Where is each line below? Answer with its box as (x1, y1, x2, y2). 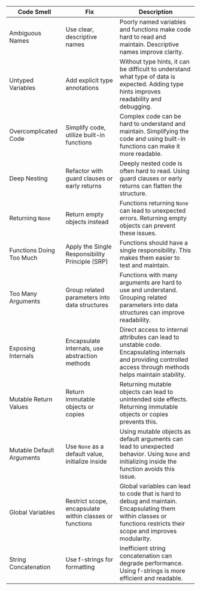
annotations (65, 84, 99, 92)
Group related (65, 286, 105, 294)
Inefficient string (119, 544, 166, 552)
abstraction (65, 352, 98, 360)
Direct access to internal (119, 326, 188, 334)
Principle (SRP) (65, 258, 109, 265)
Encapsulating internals (119, 348, 185, 356)
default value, (65, 450, 104, 458)
